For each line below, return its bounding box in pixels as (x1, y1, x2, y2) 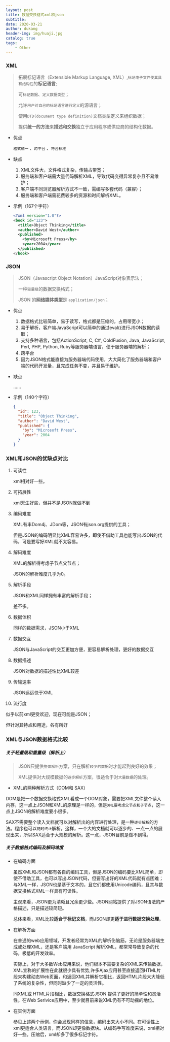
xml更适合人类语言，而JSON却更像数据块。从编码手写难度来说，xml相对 (13, 1025, 164, 1031)
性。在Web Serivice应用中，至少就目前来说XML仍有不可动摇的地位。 (13, 997, 157, 1003)
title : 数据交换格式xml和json (6, 12, 64, 17)
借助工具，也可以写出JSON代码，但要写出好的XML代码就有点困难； (22, 875, 164, 882)
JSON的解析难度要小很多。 (14, 808, 71, 815)
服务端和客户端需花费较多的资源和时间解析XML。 (20, 192, 123, 198)
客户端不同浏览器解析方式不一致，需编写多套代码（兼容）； (20, 186, 143, 192)
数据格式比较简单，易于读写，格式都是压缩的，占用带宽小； (20, 318, 145, 324)
